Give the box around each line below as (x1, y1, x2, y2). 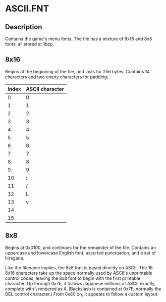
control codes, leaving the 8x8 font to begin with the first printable (5, 275, 141, 281)
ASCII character (26, 85, 64, 92)
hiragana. (5, 255, 25, 261)
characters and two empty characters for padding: (5, 74, 108, 80)
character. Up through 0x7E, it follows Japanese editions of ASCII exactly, (5, 280, 156, 286)
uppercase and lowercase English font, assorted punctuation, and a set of (5, 250, 156, 255)
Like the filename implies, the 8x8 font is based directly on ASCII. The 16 (5, 264, 153, 270)
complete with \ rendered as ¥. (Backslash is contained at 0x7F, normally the (5, 286, 162, 292)
